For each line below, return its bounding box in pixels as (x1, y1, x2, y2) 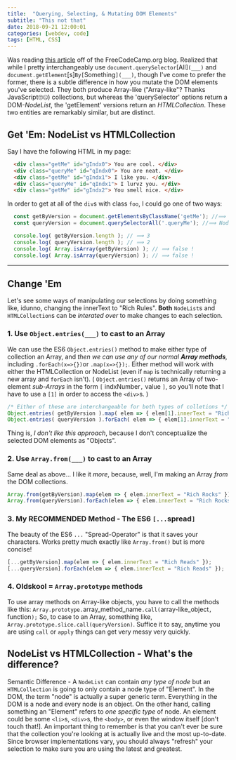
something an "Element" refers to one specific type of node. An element (7, 707, 216, 716)
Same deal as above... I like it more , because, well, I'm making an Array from (7, 469, 228, 478)
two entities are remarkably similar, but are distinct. (7, 108, 156, 116)
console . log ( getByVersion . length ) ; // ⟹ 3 (13, 232, 150, 239)
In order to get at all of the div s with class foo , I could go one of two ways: (7, 199, 223, 208)
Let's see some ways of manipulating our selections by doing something (7, 296, 216, 305)
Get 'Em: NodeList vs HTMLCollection (7, 128, 176, 140)
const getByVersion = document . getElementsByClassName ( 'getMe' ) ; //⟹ (13, 213, 226, 220)
